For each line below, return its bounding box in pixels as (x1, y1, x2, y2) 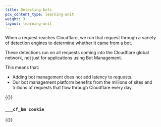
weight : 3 (5, 16, 26, 21)
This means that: (5, 64, 40, 70)
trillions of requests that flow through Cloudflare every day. (12, 85, 133, 91)
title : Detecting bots (5, 7, 52, 12)
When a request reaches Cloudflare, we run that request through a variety (5, 35, 156, 41)
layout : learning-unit (5, 21, 52, 26)
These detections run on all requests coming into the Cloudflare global (5, 50, 149, 56)
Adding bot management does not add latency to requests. (12, 74, 133, 80)
